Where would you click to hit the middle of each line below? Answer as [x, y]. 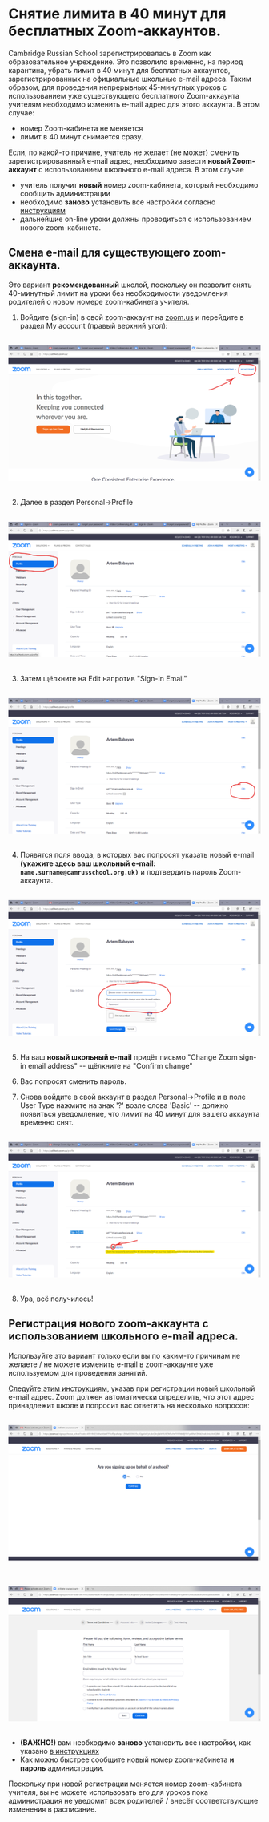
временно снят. [46, 1122]
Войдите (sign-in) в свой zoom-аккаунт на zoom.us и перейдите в [132, 317]
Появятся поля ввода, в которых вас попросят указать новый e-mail [137, 855]
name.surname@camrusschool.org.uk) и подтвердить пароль [118, 872]
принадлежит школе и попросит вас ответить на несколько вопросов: [129, 1405]
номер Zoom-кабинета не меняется [81, 128]
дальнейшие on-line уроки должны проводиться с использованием [136, 219]
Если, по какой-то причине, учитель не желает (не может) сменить [124, 152]
